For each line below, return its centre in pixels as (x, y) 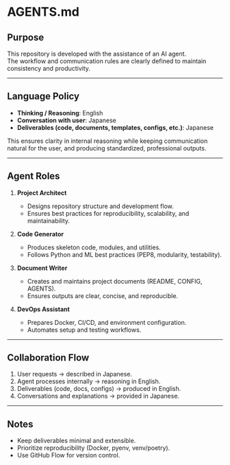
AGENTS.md (43, 12)
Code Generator (40, 234)
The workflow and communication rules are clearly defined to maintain (107, 61)
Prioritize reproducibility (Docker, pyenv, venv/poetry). (93, 448)
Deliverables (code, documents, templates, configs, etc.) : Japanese (115, 127)
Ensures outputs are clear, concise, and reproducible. (103, 295)
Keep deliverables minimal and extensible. (76, 441)
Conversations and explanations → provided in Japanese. (98, 396)
